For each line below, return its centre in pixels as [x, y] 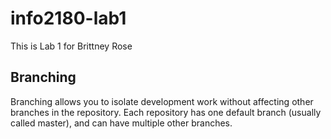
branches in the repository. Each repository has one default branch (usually [166, 112]
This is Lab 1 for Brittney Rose [71, 46]
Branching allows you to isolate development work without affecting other [162, 101]
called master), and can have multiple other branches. [121, 123]
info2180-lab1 [68, 18]
